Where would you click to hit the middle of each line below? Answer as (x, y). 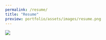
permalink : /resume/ (27, 10)
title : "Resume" (22, 14)
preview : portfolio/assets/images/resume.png (53, 19)
